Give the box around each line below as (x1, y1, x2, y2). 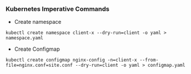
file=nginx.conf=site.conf (5, 62, 73, 69)
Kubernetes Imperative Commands (5, 5, 110, 13)
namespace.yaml (5, 35, 44, 41)
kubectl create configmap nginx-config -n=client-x (5, 57, 137, 63)
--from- (139, 57, 159, 63)
